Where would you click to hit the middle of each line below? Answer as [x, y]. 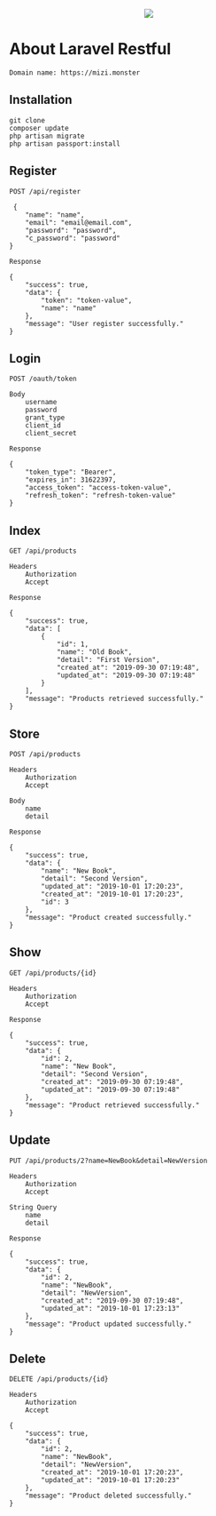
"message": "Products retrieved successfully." [114, 699]
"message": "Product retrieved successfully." [112, 1105]
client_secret [51, 434]
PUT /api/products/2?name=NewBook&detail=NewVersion [108, 1161]
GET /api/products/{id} [53, 973]
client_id [43, 426]
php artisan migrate [47, 136]
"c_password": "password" [73, 238]
